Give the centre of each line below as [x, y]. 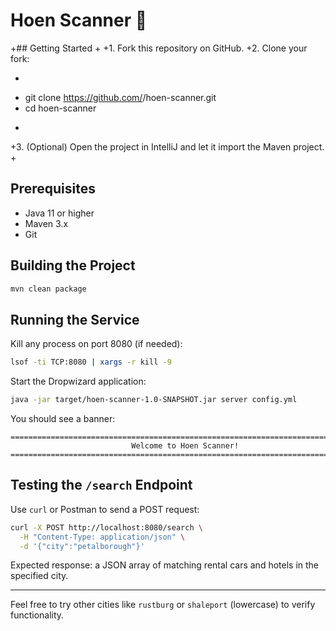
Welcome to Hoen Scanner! [185, 446]
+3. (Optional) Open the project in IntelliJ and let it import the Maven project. [167, 146]
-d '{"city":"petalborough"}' [82, 546]
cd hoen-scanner [60, 108]
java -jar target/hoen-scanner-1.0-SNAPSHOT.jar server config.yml [154, 400]
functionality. [37, 615]
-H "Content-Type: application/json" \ [102, 537]
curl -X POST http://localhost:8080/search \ [106, 527]
